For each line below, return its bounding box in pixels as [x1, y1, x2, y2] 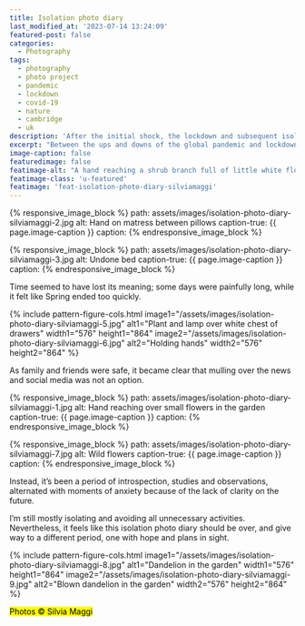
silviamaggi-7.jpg [9, 449, 73, 459]
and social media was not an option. [9, 375, 144, 386]
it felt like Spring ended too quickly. [9, 291, 142, 302]
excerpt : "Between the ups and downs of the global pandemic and [9, 140, 261, 149]
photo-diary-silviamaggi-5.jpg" [9, 318, 125, 329]
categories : [9, 38, 54, 48]
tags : [9, 56, 30, 65]
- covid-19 [17, 97, 59, 107]
